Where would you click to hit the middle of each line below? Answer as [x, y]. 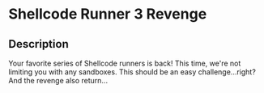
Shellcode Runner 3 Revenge [108, 14]
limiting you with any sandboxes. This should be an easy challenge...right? [132, 72]
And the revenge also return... [58, 80]
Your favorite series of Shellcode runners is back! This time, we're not [125, 63]
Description [38, 44]
